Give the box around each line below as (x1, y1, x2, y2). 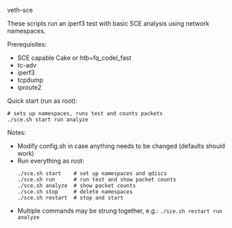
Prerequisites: (7, 40, 47, 48)
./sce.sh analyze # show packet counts (17, 182, 136, 189)
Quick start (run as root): (7, 97, 78, 105)
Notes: (7, 129, 26, 136)
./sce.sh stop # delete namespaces (17, 188, 133, 195)
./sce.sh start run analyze (7, 116, 89, 123)
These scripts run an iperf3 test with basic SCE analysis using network (7, 19, 210, 27)
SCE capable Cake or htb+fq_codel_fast (17, 54, 132, 62)
